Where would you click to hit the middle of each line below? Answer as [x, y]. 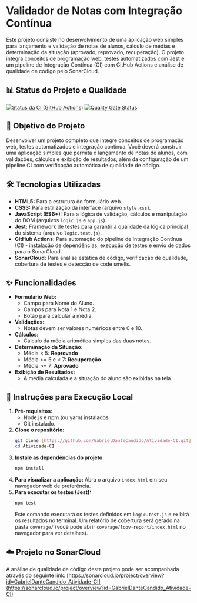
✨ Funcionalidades [41, 283]
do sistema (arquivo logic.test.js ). [58, 233]
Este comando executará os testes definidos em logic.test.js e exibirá [102, 514]
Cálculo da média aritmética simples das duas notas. [87, 341]
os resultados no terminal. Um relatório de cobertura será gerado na [97, 520]
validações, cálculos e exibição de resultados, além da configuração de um [97, 159]
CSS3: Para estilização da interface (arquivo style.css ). [83, 208]
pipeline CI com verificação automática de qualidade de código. [84, 165]
